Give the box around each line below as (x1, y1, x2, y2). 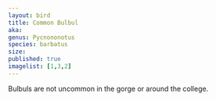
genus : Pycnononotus (8, 33, 76, 41)
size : (8, 48, 26, 56)
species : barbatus (8, 41, 68, 49)
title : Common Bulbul (8, 19, 79, 27)
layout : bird (8, 11, 51, 20)
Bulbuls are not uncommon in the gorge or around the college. (8, 84, 209, 93)
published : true (8, 56, 61, 63)
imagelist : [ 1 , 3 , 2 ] (8, 63, 72, 70)
